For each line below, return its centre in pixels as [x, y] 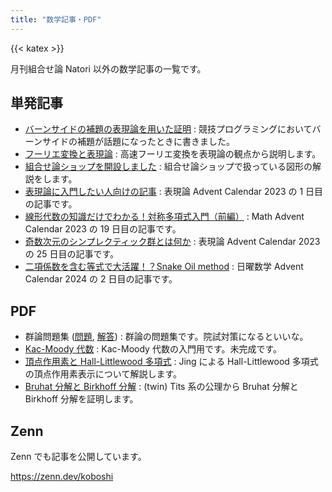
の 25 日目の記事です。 [72, 254]
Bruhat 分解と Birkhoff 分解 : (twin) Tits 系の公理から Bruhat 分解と [161, 387]
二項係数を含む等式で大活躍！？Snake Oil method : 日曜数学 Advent [164, 267]
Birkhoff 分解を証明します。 [81, 399]
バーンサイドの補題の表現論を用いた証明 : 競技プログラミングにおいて [168, 129]
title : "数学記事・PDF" [56, 19]
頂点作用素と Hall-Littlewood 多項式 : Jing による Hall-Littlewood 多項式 [171, 362]
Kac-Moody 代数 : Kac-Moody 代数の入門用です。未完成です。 [153, 349]
